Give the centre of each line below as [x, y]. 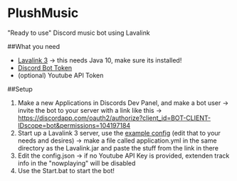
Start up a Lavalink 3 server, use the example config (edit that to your [119, 133]
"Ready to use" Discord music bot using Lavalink [79, 33]
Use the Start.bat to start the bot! [66, 170]
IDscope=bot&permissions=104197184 [74, 125]
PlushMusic [43, 13]
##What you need [34, 46]
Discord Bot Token [45, 67]
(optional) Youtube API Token [60, 75]
